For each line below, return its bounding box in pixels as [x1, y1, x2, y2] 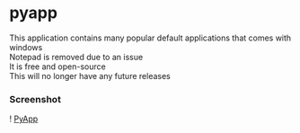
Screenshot [9, 93, 61, 105]
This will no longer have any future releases [9, 70, 171, 81]
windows [9, 41, 43, 52]
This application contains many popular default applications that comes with [9, 32, 292, 43]
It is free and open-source [9, 61, 106, 72]
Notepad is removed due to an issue [9, 51, 144, 62]
